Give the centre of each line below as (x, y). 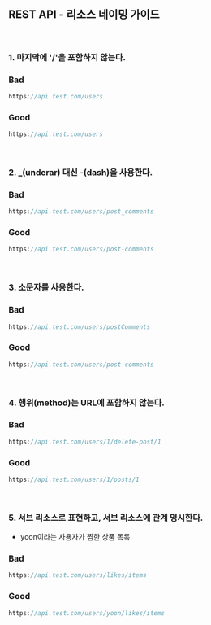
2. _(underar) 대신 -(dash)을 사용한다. (80, 172)
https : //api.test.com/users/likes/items (78, 575)
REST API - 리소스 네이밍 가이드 (84, 15)
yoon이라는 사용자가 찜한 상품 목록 (75, 537)
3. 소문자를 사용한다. (46, 287)
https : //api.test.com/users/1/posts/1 (74, 479)
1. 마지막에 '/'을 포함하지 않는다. (67, 57)
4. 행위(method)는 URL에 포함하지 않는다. (86, 403)
